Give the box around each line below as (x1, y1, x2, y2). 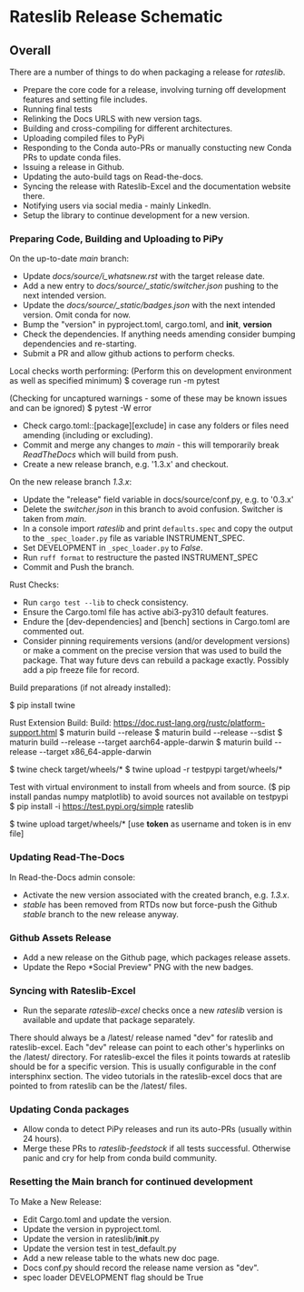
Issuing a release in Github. (22, 162, 125, 172)
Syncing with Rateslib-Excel (9, 984, 136, 997)
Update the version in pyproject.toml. (22, 1223, 162, 1234)
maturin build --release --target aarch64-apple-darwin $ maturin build (9, 736, 273, 747)
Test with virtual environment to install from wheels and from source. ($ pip (9, 782, 290, 793)
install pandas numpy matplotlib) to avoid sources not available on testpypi (9, 791, 289, 802)
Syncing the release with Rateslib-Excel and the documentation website (22, 181, 291, 192)
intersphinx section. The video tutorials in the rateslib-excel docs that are (9, 1071, 283, 1082)
